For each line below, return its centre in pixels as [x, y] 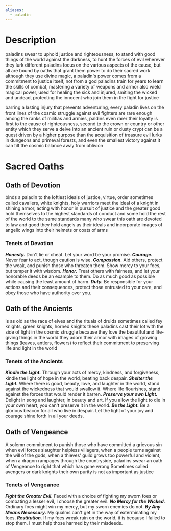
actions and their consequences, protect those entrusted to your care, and [84, 287]
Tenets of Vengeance [32, 485]
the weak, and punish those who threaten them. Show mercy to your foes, [83, 265]
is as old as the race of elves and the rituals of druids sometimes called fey [84, 321]
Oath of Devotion [33, 185]
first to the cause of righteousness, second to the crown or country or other [85, 124]
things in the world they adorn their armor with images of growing [89, 337]
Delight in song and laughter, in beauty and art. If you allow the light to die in [86, 400]
